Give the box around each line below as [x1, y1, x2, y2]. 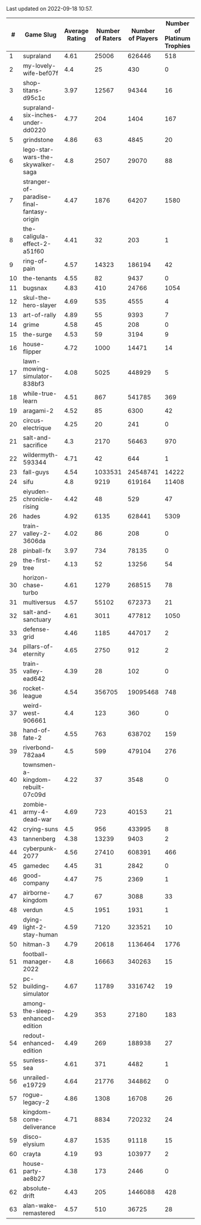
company [23, 879, 50, 887]
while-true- [23, 389, 57, 398]
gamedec [23, 862, 50, 870]
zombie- [23, 801, 48, 808]
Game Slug [25, 31, 57, 38]
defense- [23, 625, 50, 633]
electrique [23, 424, 52, 432]
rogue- [23, 1091, 44, 1099]
